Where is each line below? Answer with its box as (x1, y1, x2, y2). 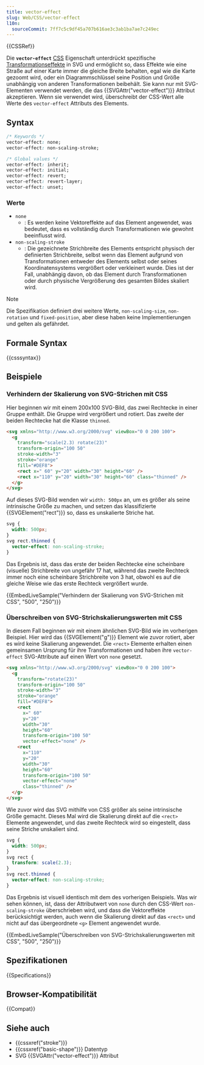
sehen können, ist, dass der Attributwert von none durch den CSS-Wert (6, 900, 184, 907)
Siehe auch (6, 1023, 50, 1033)
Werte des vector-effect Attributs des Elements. (6, 100, 129, 107)
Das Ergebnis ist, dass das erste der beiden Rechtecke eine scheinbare (6, 560, 185, 567)
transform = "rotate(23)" (17, 676, 78, 682)
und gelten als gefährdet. (6, 320, 70, 328)
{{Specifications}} (6, 971, 52, 978)
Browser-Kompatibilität (6, 989, 97, 999)
